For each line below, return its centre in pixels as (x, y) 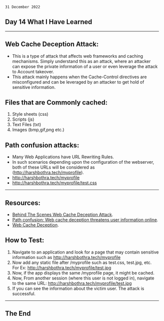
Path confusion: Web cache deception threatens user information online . (85, 220)
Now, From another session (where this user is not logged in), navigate (83, 278)
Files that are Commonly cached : (56, 103)
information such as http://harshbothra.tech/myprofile (66, 257)
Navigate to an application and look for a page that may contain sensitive (85, 252)
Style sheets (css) (30, 114)
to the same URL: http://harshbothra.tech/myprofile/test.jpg (72, 283)
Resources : (23, 203)
